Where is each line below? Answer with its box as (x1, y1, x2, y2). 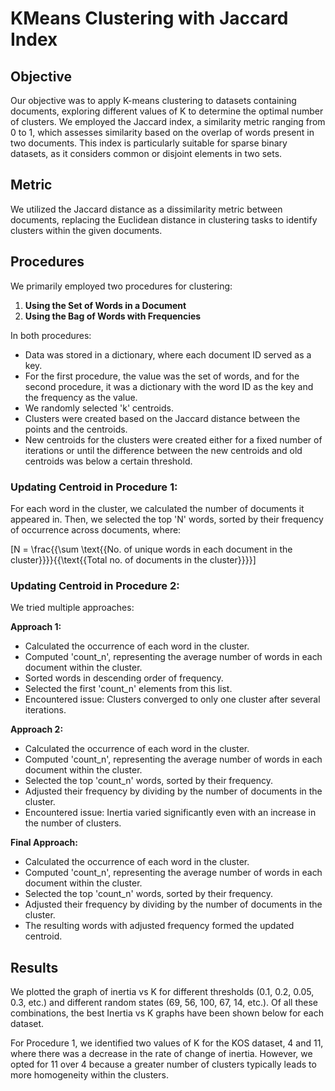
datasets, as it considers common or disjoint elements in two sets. (10, 148, 283, 159)
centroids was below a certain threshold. (24, 455, 193, 467)
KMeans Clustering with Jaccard (10, 7, 289, 30)
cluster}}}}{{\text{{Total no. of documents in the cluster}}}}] (10, 553, 257, 566)
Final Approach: (10, 837, 78, 849)
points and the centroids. (24, 423, 128, 435)
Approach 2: (10, 723, 64, 736)
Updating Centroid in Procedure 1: (10, 480, 178, 494)
